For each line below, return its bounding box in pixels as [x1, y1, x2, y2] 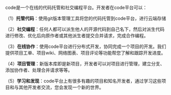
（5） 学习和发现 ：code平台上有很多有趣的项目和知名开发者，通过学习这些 [5, 78, 162, 84]
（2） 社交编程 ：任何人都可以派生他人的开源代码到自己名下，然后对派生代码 [5, 26, 165, 32]
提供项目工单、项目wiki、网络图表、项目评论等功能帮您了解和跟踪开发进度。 [5, 50, 166, 56]
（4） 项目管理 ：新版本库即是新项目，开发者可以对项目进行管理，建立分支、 [5, 61, 165, 66]
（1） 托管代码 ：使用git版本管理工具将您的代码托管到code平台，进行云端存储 [5, 15, 166, 21]
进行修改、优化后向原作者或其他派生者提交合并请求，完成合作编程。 [5, 33, 149, 38]
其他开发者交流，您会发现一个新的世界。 [18, 84, 104, 90]
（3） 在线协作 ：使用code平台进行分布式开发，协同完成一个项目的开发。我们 [5, 43, 166, 50]
